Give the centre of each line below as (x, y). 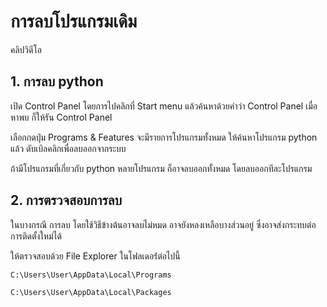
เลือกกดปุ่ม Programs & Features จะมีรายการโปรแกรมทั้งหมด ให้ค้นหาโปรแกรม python (164, 137)
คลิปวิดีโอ (26, 49)
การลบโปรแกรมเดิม (74, 21)
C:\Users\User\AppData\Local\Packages (91, 292)
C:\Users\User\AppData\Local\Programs (91, 275)
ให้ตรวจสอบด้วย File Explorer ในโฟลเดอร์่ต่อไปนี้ (95, 256)
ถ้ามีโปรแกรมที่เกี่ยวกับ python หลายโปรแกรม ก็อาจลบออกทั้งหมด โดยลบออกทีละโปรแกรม (161, 168)
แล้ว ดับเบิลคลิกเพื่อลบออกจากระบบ (68, 148)
